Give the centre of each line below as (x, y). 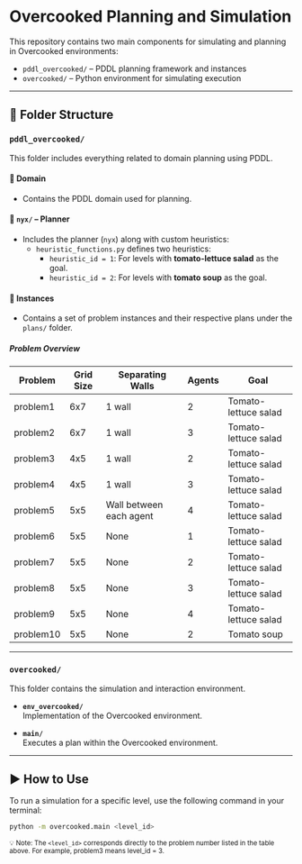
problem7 (35, 562)
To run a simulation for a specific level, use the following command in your (147, 801)
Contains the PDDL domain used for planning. (107, 198)
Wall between (134, 505)
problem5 (35, 511)
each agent (129, 516)
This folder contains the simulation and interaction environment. (127, 688)
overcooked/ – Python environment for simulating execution (132, 77)
